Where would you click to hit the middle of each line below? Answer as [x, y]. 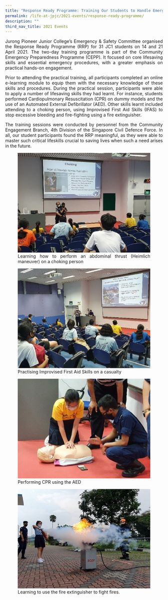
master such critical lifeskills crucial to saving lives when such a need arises [84, 141]
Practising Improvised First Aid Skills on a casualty [69, 371]
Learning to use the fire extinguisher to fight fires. [69, 592]
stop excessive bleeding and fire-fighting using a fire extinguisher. [73, 115]
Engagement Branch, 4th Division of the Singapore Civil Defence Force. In [84, 130]
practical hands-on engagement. [39, 68]
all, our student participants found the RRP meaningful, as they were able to [84, 135]
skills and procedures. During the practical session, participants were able [84, 88]
